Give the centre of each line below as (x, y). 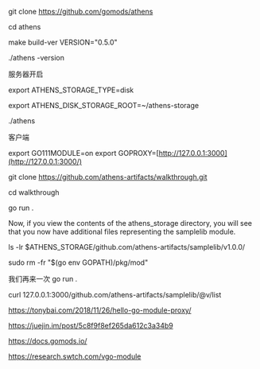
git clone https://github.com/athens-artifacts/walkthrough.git (108, 177)
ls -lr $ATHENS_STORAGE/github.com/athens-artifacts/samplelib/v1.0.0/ (127, 247)
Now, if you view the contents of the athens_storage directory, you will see (130, 223)
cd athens (25, 27)
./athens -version (37, 58)
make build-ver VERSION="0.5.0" (63, 42)
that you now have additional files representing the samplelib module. (122, 231)
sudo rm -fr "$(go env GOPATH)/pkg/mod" (78, 262)
